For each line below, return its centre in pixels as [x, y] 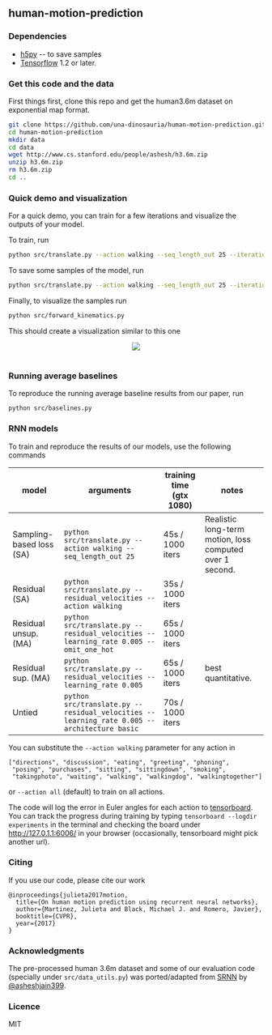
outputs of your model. [47, 224]
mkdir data [27, 140]
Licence [24, 1007]
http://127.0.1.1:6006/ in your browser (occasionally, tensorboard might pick [133, 833]
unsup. [25, 633]
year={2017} [36, 923]
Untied [25, 712]
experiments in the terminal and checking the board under [104, 824]
